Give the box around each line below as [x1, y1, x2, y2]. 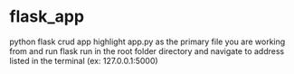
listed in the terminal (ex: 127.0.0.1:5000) [9, 55, 158, 66]
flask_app [9, 6, 84, 27]
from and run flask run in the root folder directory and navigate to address [9, 45, 285, 56]
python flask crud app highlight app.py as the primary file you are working [9, 36, 286, 47]
